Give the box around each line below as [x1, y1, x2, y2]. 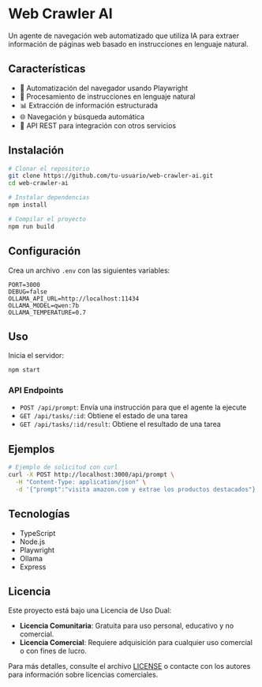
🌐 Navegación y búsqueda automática [19, 111, 144, 121]
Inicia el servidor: [8, 351, 65, 360]
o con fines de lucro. [19, 646, 87, 656]
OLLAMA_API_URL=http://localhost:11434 [8, 294, 140, 303]
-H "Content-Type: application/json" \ [15, 478, 147, 486]
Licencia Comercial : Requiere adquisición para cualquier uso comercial [19, 638, 253, 647]
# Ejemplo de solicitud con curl [8, 463, 118, 471]
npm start [8, 366, 41, 374]
